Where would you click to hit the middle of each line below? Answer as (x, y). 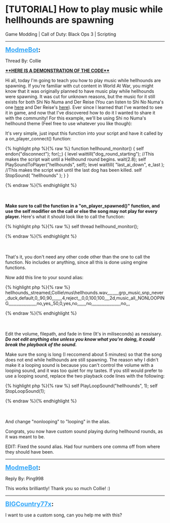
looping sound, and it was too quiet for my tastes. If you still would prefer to (84, 370)
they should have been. (30, 452)
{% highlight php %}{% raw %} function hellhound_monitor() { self (75, 148)
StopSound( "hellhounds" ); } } (37, 175)
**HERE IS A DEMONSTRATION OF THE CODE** (57, 70)
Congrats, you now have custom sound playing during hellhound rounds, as (84, 431)
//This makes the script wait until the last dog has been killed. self (74, 170)
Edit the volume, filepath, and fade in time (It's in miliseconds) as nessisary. (84, 333)
